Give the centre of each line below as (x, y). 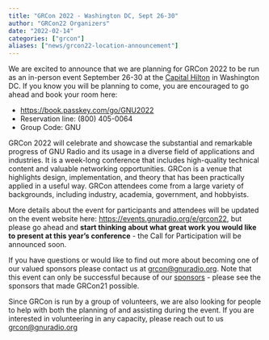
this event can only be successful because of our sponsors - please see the (134, 277)
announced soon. (38, 245)
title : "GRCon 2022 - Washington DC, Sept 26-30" (94, 16)
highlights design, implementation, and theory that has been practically (126, 178)
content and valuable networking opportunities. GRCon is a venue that (125, 169)
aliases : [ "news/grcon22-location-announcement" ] (94, 46)
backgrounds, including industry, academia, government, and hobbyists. (128, 195)
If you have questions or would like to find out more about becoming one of (134, 260)
